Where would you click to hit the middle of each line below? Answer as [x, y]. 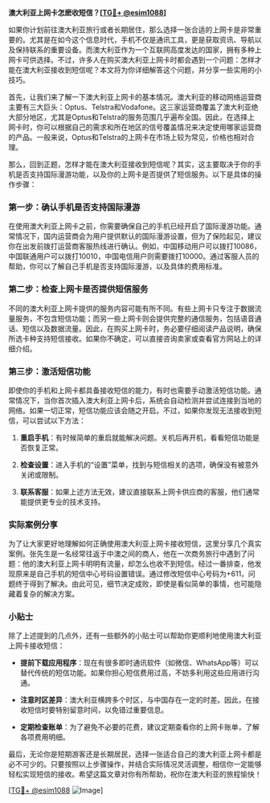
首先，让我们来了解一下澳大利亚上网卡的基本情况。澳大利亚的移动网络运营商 [135, 97]
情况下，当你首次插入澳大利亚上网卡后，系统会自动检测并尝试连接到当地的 [138, 400]
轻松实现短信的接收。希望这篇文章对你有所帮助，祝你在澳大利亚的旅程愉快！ [135, 774]
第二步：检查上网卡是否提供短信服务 [78, 289]
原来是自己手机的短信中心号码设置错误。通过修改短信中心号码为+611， [132, 574]
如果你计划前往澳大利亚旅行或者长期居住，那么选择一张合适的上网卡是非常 [131, 30]
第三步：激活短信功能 [49, 371]
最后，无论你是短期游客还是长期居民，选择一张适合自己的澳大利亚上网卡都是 [135, 754]
